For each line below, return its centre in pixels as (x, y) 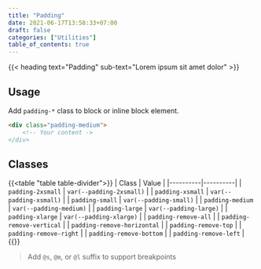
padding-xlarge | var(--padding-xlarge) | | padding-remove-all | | (114, 216)
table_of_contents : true (49, 45)
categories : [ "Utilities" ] (52, 37)
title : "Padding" (37, 15)
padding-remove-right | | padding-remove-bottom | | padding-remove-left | (127, 234)
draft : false (29, 30)
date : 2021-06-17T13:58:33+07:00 (63, 23)
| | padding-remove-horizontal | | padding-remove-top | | (152, 225)
